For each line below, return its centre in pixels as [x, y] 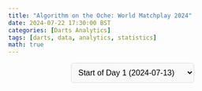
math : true [26, 45]
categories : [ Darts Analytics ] [60, 30]
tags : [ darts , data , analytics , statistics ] [82, 38]
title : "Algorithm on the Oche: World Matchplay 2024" [100, 16]
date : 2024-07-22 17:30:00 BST [60, 23]
